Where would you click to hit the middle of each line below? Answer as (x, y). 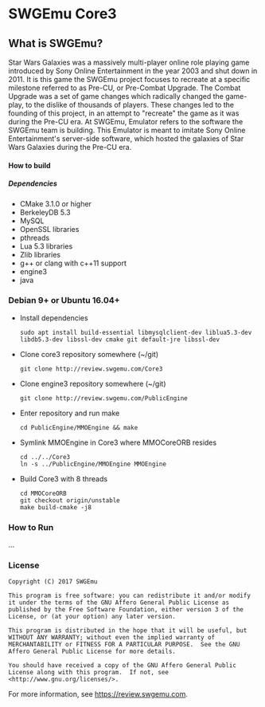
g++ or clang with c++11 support (73, 263)
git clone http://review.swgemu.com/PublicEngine (104, 398)
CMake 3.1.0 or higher (55, 203)
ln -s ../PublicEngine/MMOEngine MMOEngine (93, 464)
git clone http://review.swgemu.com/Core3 (91, 369)
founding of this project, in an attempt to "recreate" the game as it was (124, 113)
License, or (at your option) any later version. (92, 617)
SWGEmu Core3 (62, 14)
